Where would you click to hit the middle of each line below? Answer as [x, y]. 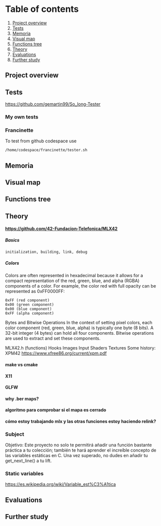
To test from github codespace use [41, 141]
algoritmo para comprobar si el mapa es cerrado [56, 410]
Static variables [24, 473]
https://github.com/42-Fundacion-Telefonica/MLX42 [61, 229]
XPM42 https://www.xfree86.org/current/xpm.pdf [56, 353]
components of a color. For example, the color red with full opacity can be [80, 286]
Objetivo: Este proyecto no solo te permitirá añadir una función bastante [79, 445]
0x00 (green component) [30, 305]
